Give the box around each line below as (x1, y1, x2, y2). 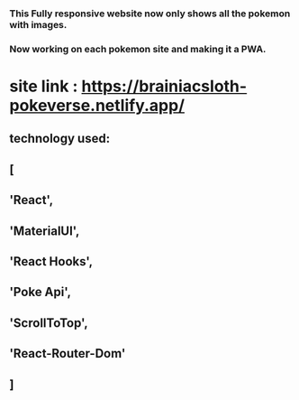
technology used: (9, 131, 111, 146)
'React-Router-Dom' (9, 346, 126, 361)
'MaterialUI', (9, 223, 80, 238)
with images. (9, 18, 68, 31)
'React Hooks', (9, 254, 94, 269)
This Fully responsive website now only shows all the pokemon (9, 7, 291, 20)
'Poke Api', (9, 284, 72, 300)
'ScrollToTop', (9, 315, 88, 330)
